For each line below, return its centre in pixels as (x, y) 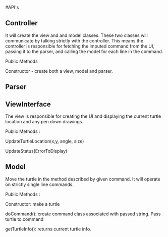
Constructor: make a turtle (33, 204)
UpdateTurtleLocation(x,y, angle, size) (45, 141)
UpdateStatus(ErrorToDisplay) (36, 151)
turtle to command (24, 219)
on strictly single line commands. (40, 184)
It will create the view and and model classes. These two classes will (76, 35)
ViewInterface (28, 104)
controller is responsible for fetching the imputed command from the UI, (80, 46)
